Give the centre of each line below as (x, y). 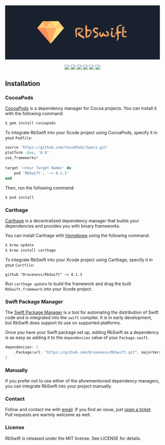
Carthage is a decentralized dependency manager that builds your (72, 221)
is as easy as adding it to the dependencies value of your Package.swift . (77, 338)
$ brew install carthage (30, 250)
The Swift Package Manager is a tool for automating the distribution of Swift (82, 312)
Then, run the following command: (40, 188)
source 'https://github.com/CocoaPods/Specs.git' (57, 147)
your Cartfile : (20, 265)
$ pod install (20, 197)
